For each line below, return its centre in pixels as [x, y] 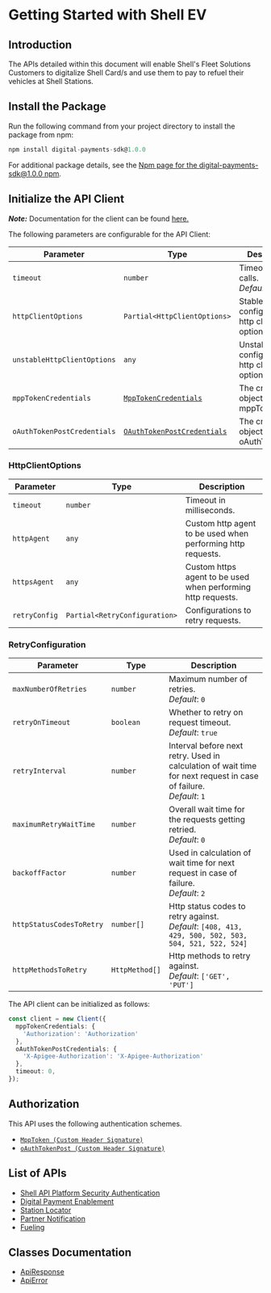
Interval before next [206, 746]
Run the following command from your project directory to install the [122, 126]
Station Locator [46, 1210]
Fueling [32, 1227]
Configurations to [218, 610]
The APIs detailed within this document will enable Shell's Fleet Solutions [130, 64]
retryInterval [40, 771]
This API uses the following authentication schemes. [95, 1123]
